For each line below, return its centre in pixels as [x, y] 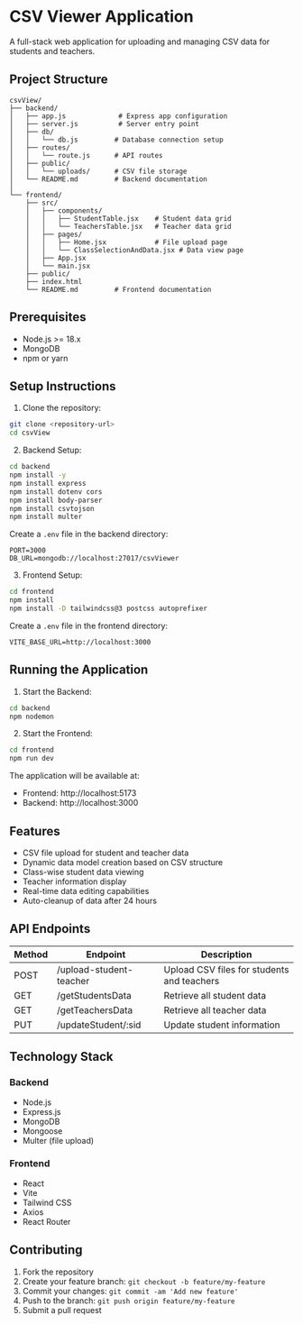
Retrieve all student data [215, 995]
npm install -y [38, 475]
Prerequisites [48, 317]
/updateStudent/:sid [99, 1025]
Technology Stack [61, 1057]
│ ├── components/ [64, 210]
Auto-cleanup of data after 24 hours [90, 900]
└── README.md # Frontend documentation [119, 289]
